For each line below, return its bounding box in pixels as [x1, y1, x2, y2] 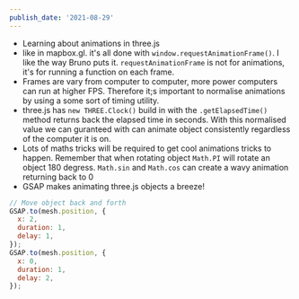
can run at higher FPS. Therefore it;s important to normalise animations [22, 85, 286, 96]
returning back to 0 [22, 171, 94, 182]
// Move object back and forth [9, 198, 127, 207]
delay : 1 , [17, 232, 54, 241]
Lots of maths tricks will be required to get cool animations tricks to [22, 143, 272, 154]
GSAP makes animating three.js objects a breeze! [22, 180, 205, 191]
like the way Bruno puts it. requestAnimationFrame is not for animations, [22, 57, 286, 67]
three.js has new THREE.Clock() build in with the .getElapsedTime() [22, 104, 268, 115]
